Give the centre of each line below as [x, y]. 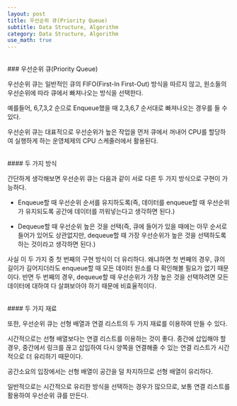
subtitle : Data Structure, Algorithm [63, 27]
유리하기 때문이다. [58, 356]
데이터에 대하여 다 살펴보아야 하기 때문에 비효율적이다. [82, 286]
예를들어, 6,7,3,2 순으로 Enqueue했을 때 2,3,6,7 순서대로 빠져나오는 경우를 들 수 [117, 108]
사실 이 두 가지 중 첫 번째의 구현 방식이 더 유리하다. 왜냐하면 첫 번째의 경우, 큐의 [116, 259]
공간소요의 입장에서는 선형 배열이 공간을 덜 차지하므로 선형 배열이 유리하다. [110, 372]
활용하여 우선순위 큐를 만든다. [48, 395]
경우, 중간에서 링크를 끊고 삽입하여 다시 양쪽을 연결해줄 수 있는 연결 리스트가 [112, 348]
